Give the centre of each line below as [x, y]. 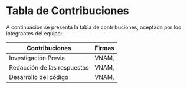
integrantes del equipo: [34, 33]
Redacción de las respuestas [49, 67]
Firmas [105, 48]
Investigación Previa [37, 58]
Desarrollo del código [39, 77]
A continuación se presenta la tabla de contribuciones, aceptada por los [93, 27]
